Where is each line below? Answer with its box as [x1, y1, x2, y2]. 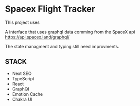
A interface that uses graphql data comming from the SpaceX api [5, 29, 135, 35]
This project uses [5, 19, 40, 25]
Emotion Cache [12, 91, 43, 97]
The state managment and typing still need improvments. [5, 43, 120, 49]
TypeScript [12, 75, 35, 81]
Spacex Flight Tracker [5, 3, 96, 15]
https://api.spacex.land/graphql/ [5, 34, 70, 40]
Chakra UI [12, 96, 33, 102]
